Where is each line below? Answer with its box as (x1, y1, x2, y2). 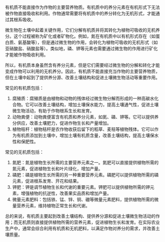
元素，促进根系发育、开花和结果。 (12, 178, 82, 184)
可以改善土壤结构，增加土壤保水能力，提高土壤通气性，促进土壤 (29, 102, 159, 107)
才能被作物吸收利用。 (5, 52, 48, 58)
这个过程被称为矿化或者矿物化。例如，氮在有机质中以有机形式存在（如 (13, 34, 156, 39)
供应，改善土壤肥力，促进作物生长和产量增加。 (16, 120, 111, 126)
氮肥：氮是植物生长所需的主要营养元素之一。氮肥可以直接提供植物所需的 (12, 160, 159, 165)
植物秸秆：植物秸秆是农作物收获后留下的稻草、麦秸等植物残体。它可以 (12, 126, 155, 132)
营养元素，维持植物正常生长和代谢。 (16, 203, 90, 208)
